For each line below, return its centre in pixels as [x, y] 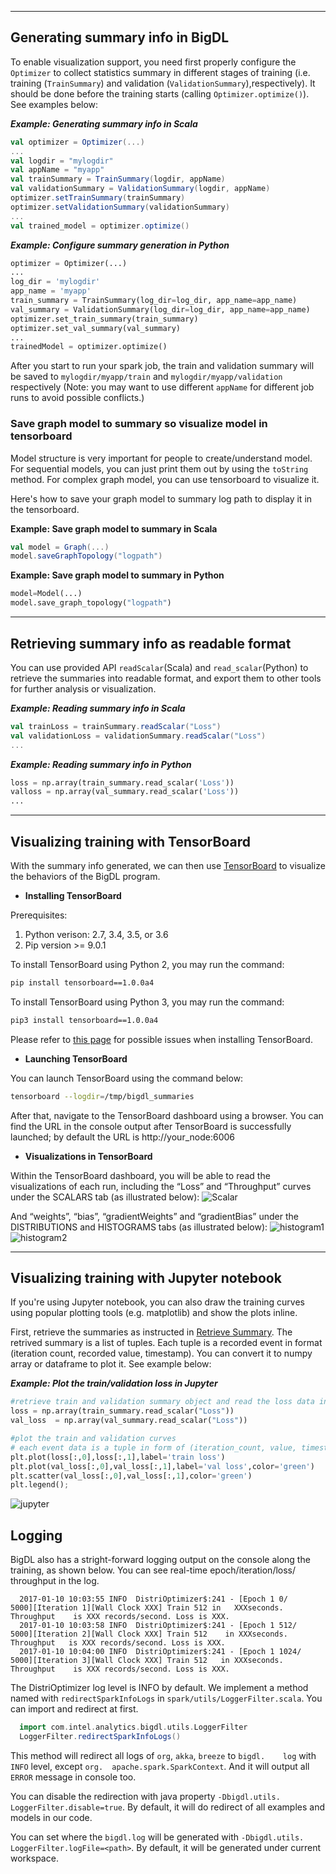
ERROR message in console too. [73, 1777]
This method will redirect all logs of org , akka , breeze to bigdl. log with [163, 1755]
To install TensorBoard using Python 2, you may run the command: [147, 964]
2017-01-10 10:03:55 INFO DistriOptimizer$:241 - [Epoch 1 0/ [153, 1599]
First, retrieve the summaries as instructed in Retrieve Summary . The [151, 1332]
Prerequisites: [39, 915]
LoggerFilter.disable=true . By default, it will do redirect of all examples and [168, 1807]
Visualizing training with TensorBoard [130, 841]
